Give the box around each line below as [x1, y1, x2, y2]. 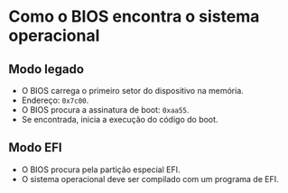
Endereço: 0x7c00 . [21, 95, 89, 106]
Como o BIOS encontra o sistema [8, 6, 260, 27]
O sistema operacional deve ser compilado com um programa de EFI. [21, 173, 279, 184]
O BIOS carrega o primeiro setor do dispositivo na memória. [21, 86, 245, 96]
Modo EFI [8, 140, 62, 155]
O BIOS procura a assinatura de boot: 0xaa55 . [21, 105, 190, 115]
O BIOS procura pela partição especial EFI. [21, 164, 181, 175]
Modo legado [8, 61, 85, 77]
